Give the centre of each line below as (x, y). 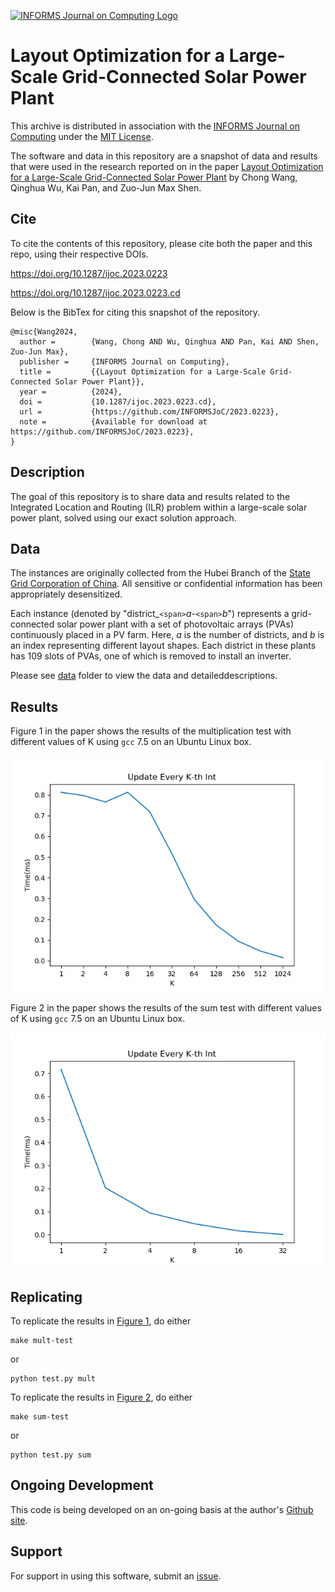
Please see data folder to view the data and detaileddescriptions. (144, 676)
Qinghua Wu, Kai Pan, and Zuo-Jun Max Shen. (106, 187)
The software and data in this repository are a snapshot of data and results (164, 156)
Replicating (46, 1296)
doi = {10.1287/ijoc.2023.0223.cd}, (118, 401)
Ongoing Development (82, 1485)
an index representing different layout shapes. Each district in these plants (163, 646)
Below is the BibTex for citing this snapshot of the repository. (135, 312)
